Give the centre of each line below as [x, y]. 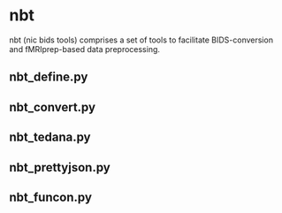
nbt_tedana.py [50, 137]
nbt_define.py [49, 77]
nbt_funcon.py [51, 197]
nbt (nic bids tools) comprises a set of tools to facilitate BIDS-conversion [141, 40]
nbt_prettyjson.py [60, 167]
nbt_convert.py [52, 107]
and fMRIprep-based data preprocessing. [85, 49]
